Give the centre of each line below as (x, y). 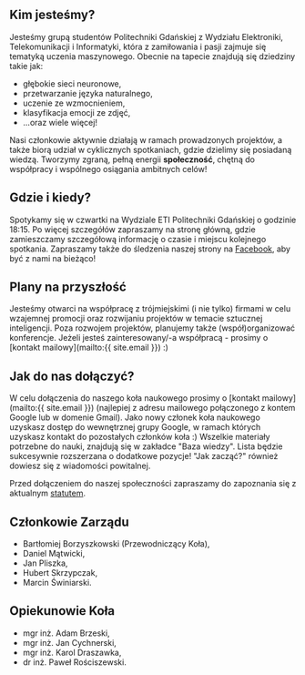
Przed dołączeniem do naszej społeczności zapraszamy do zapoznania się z (153, 484)
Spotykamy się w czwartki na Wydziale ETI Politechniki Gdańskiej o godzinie (153, 220)
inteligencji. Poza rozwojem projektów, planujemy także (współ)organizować (152, 328)
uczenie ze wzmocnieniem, (74, 103)
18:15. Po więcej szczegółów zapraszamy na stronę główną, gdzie (133, 229)
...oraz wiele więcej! (60, 122)
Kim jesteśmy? (52, 15)
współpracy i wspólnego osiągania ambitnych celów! (108, 169)
